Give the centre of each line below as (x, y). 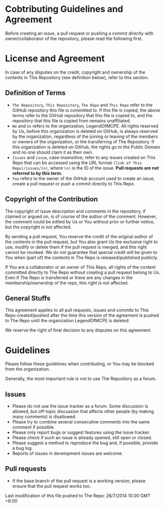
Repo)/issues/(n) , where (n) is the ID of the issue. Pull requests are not (85, 168)
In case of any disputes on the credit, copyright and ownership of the (75, 72)
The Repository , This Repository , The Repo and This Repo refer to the (82, 105)
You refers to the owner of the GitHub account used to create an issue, (83, 178)
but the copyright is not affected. (38, 227)
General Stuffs (28, 298)
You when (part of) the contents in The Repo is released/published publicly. (82, 257)
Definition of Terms (35, 93)
